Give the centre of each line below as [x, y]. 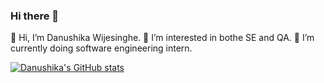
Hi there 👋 [35, 16]
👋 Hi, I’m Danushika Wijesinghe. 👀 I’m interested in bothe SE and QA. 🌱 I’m [162, 38]
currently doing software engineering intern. [101, 48]
